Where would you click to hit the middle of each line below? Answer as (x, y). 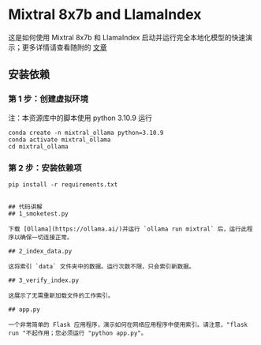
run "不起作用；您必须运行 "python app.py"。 (78, 333)
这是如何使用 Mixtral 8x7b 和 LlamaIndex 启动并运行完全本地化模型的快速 (127, 37)
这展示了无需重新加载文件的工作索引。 (61, 295)
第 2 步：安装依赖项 (45, 167)
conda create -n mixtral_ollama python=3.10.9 (86, 133)
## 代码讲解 (26, 207)
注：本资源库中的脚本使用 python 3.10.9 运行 (80, 118)
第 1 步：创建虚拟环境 (48, 99)
